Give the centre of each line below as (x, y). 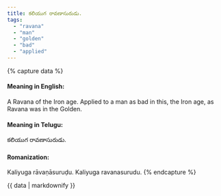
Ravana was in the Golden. (44, 109)
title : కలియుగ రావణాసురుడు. (44, 13)
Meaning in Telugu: (35, 124)
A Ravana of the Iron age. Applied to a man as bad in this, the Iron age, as (110, 102)
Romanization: (28, 157)
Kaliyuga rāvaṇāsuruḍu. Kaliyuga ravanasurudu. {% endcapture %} (102, 172)
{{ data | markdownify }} (41, 186)
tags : (15, 20)
